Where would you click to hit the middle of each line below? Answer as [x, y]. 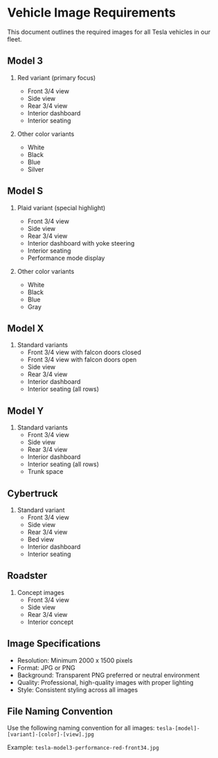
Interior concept [51, 622]
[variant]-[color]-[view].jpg [51, 734]
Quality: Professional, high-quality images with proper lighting [105, 682]
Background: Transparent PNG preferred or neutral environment [108, 675]
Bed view [41, 539]
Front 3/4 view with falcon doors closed [84, 352]
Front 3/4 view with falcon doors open [82, 360]
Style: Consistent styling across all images [78, 690]
